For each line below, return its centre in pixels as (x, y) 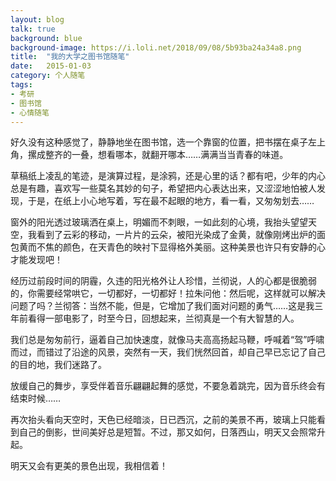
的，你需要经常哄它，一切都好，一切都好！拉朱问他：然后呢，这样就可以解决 (168, 293)
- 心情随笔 (30, 112)
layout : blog (37, 19)
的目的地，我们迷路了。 (58, 365)
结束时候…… (36, 398)
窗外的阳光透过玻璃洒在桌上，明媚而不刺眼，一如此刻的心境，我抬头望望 (159, 222)
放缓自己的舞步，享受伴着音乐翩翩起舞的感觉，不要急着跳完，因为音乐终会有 (168, 386)
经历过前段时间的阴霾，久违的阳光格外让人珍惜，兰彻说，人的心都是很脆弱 (163, 281)
